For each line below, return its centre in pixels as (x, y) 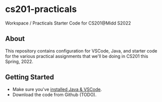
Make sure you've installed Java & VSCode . (57, 89)
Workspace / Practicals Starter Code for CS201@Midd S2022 (68, 23)
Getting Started (30, 77)
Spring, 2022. (19, 61)
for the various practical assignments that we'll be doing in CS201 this (77, 56)
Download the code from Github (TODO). (54, 94)
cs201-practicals (41, 9)
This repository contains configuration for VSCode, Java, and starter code (81, 50)
